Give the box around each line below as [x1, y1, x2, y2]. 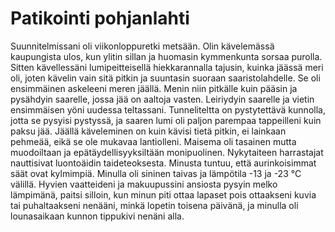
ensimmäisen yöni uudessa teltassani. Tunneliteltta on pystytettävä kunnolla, [10, 103, 326, 116]
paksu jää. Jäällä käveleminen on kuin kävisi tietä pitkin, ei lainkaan [10, 125, 287, 137]
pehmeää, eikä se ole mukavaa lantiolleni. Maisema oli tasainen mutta [10, 135, 297, 147]
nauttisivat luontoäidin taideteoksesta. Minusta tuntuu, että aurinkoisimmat [10, 157, 317, 169]
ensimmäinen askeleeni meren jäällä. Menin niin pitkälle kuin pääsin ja [10, 82, 298, 94]
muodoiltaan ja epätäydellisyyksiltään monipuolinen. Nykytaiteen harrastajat [10, 146, 324, 158]
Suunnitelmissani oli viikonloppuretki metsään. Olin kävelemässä [10, 40, 275, 52]
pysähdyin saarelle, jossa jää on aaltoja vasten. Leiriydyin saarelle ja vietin [10, 93, 315, 105]
